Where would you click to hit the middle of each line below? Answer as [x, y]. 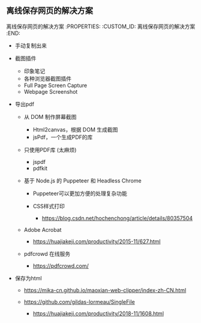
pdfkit [40, 168]
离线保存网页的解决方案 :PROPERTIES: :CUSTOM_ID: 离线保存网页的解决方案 [101, 26]
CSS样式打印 [49, 206]
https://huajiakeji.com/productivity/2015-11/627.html [97, 241]
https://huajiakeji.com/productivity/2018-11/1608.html [98, 313]
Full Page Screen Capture [55, 85]
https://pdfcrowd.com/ [61, 265]
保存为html [28, 278]
